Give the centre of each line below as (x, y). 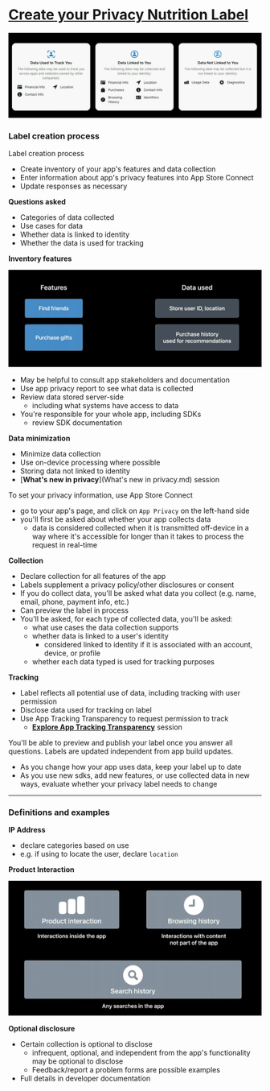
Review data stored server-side (72, 397)
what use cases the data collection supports (105, 627)
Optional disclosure (42, 1029)
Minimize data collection (60, 453)
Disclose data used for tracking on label (86, 709)
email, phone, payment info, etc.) (75, 601)
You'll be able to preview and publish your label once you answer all (121, 742)
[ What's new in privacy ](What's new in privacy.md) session (120, 479)
